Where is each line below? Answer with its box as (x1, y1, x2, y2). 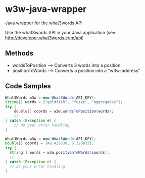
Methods (5, 49, 34, 58)
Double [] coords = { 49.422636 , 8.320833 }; (5, 141, 94, 146)
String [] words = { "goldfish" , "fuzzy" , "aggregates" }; (5, 100, 123, 105)
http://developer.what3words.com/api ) (5, 35, 84, 41)
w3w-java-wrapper (5, 3, 87, 15)
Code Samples (5, 82, 51, 90)
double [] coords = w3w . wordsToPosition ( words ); (14, 109, 114, 114)
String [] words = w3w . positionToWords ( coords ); (9, 150, 110, 155)
